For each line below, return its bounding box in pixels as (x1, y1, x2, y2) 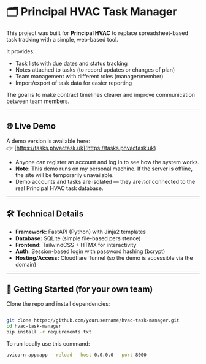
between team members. (6, 97, 70, 105)
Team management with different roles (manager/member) (15, 72, 164, 80)
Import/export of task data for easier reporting (15, 79, 132, 86)
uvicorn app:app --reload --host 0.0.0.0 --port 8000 (6, 352, 147, 358)
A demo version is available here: (6, 137, 90, 145)
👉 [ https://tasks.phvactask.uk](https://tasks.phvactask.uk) (6, 144, 156, 151)
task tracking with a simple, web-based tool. (6, 36, 118, 43)
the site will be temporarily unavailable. (15, 171, 115, 178)
